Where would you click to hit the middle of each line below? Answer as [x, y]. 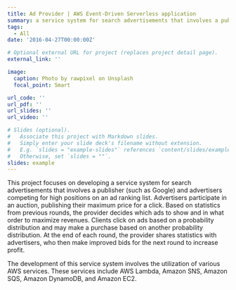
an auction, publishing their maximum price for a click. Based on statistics [114, 206]
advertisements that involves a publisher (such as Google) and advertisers [115, 190]
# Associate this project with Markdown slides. [83, 137]
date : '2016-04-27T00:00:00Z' [52, 40]
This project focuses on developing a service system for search [99, 183]
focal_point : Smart [42, 85]
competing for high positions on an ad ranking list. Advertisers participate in [117, 198]
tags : [15, 27]
